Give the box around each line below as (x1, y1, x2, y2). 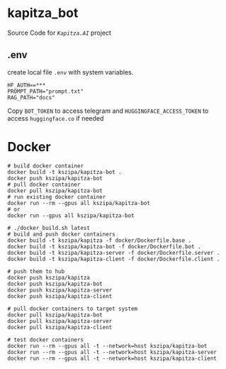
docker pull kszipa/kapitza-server (7, 317, 113, 324)
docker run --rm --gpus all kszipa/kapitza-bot (7, 199, 151, 206)
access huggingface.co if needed (7, 114, 104, 122)
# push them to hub (7, 268, 65, 275)
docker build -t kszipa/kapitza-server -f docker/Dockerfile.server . (7, 249, 220, 256)
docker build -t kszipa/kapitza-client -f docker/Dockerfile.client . (7, 255, 220, 263)
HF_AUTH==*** (7, 82, 46, 89)
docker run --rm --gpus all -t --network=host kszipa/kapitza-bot (7, 342, 208, 349)
